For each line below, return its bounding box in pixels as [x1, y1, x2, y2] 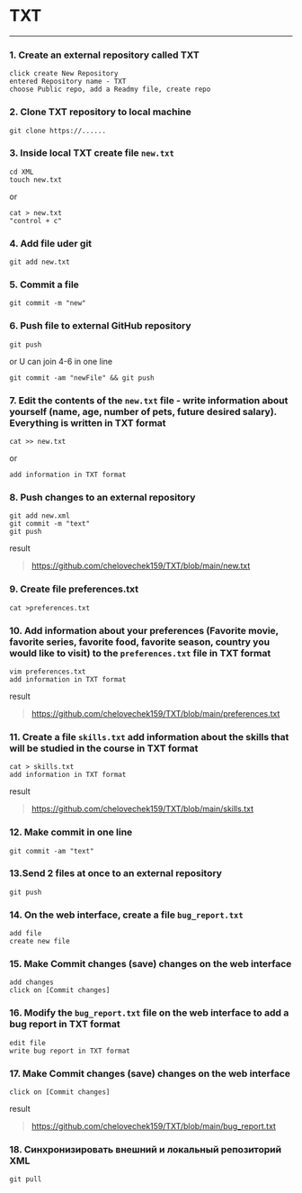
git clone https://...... [9, 126, 106, 135]
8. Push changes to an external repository [9, 491, 196, 503]
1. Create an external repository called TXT [9, 49, 200, 61]
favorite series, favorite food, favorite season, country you [9, 636, 271, 648]
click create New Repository [9, 69, 119, 78]
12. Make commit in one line [9, 826, 133, 838]
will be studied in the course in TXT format [9, 742, 199, 755]
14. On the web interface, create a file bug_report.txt [9, 908, 244, 921]
